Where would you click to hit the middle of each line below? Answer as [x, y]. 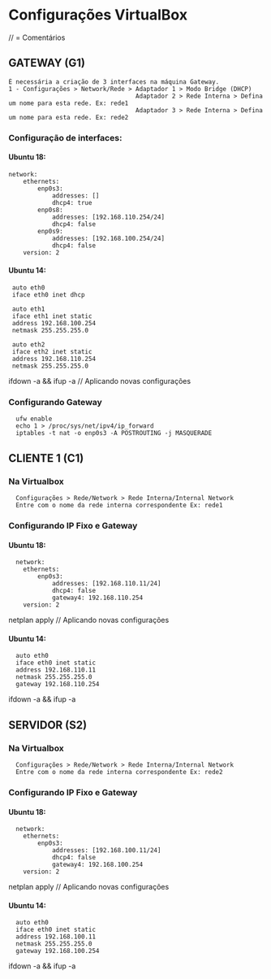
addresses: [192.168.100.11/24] [106, 851]
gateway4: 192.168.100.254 [97, 865]
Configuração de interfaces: [65, 137]
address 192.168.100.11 [56, 937]
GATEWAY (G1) [47, 63]
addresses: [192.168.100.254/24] [108, 238]
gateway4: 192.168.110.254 [97, 598]
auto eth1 [28, 309]
